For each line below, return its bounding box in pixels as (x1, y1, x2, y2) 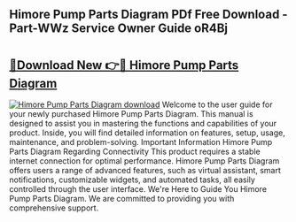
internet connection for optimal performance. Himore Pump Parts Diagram (9, 156, 280, 166)
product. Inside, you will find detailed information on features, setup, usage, (9, 127, 285, 138)
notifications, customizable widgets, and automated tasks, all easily (9, 174, 255, 185)
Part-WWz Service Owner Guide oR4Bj (9, 21, 229, 36)
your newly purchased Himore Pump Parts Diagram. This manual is (9, 109, 254, 119)
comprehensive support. (9, 203, 99, 213)
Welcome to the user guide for (161, 99, 273, 110)
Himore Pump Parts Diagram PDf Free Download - (9, 7, 288, 22)
